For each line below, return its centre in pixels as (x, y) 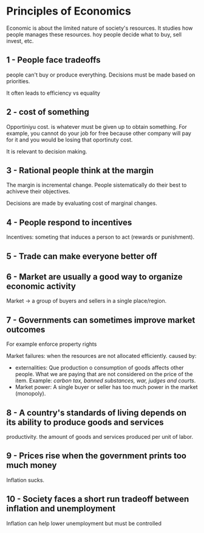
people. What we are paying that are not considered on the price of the (104, 374)
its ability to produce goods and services (85, 422)
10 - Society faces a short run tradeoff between (98, 499)
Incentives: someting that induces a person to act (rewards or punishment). (100, 237)
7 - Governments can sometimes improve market (101, 320)
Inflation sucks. (25, 480)
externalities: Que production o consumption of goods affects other (99, 368)
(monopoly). (30, 394)
